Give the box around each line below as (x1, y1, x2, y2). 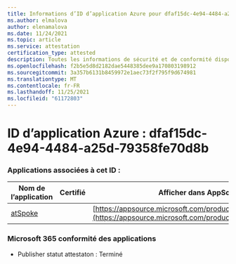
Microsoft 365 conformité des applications (7, 234, 157, 244)
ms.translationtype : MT (7, 75, 77, 83)
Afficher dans (157, 187, 206, 197)
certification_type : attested (7, 50, 96, 57)
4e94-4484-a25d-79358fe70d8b (7, 140, 209, 157)
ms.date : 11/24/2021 (7, 29, 68, 37)
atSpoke (11, 209, 39, 218)
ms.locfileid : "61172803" (7, 95, 83, 103)
